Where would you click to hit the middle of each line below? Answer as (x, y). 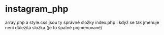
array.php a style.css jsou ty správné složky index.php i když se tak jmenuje (82, 22)
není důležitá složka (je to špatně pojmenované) (54, 27)
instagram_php (37, 9)
